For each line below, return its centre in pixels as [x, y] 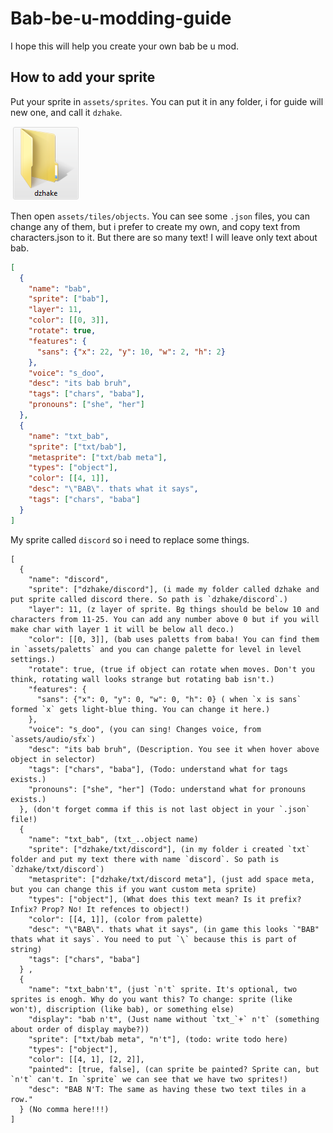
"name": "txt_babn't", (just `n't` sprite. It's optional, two [163, 989]
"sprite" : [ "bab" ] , [69, 299]
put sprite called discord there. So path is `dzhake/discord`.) [149, 599]
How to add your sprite [83, 77]
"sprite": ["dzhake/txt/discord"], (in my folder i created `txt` [169, 849]
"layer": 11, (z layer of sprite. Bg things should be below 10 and [174, 609]
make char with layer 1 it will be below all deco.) [122, 629]
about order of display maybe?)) [80, 1029]
